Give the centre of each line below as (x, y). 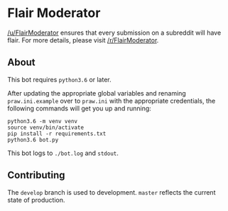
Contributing (36, 175)
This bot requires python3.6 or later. (59, 79)
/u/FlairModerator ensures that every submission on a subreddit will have (114, 33)
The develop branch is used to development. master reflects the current (112, 192)
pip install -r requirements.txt (57, 133)
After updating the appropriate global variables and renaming (97, 93)
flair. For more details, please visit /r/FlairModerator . (83, 40)
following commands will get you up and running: (79, 108)
